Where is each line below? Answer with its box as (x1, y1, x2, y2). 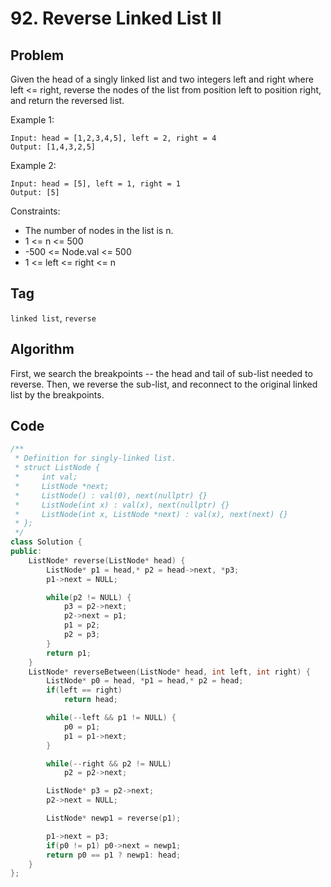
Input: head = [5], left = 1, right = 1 (10, 179, 182, 189)
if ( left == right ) (46, 685, 123, 696)
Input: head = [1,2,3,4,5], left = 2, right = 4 (10, 133, 217, 143)
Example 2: (10, 160, 57, 171)
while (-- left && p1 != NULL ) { (46, 713, 177, 723)
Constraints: (10, 205, 61, 217)
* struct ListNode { (14, 463, 101, 473)
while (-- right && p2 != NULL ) (46, 758, 172, 769)
